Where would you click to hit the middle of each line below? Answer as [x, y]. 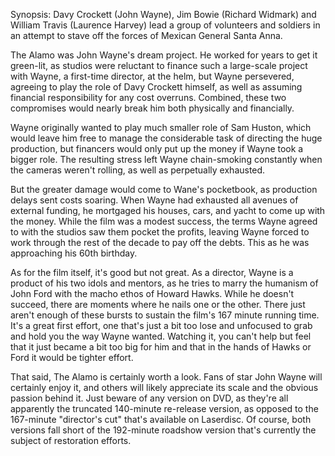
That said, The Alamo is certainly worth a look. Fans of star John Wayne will [166, 377]
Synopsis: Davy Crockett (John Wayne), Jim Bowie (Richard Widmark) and [163, 14]
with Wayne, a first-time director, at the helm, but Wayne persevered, [152, 76]
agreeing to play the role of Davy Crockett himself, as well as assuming [156, 87]
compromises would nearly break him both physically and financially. [152, 108]
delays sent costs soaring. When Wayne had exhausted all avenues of [154, 200]
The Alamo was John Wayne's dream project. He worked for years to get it [164, 55]
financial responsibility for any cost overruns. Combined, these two [148, 97]
